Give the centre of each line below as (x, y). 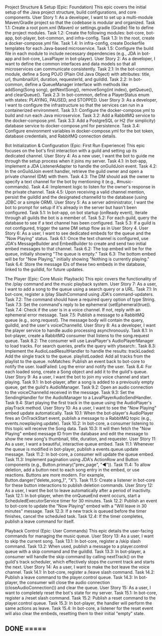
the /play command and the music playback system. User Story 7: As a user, (81, 284)
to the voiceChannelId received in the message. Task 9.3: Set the (70, 392)
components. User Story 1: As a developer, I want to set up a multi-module (79, 17)
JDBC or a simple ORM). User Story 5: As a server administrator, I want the (79, 202)
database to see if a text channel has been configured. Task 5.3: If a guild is (80, 223)
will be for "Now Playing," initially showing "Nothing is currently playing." (77, 259)
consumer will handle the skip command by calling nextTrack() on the (74, 557)
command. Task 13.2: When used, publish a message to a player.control (76, 546)
